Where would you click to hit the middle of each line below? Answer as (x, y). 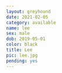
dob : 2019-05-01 (26, 39)
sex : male (18, 34)
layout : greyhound (28, 11)
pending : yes (22, 61)
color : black (22, 45)
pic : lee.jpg (22, 55)
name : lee (18, 28)
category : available (31, 22)
